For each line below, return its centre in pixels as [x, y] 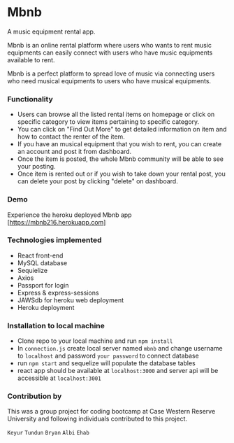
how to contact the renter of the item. [71, 136]
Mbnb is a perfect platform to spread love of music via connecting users [111, 73]
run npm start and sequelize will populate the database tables [106, 363]
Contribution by [35, 396]
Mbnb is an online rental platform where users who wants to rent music [109, 45]
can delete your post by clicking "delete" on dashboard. [97, 181]
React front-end [40, 255]
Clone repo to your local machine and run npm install [95, 341]
